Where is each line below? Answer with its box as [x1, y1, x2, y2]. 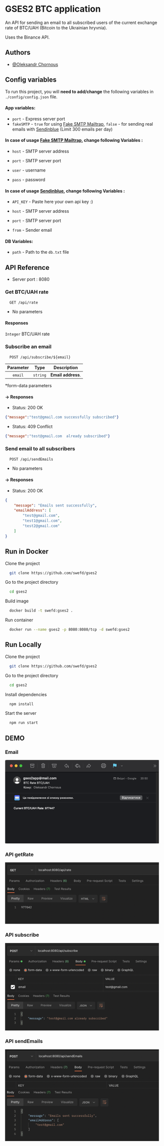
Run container [5, 617, 33, 623]
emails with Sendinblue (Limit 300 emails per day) [12, 126, 113, 132]
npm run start [9, 720, 38, 726]
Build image [5, 598, 29, 604]
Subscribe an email [5, 343, 52, 350]
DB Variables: [5, 238, 33, 244]
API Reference [5, 263, 50, 272]
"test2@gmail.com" [22, 524, 60, 529]
